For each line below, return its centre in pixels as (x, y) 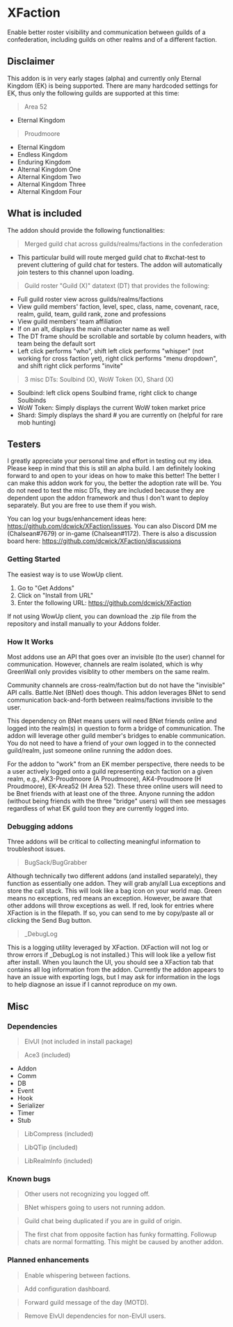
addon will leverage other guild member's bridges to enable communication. (116, 735)
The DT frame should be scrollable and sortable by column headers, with (122, 336)
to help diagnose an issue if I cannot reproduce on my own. (92, 985)
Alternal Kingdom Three (51, 184)
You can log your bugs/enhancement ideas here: (77, 519)
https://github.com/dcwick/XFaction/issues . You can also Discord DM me (112, 526)
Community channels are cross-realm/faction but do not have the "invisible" (116, 685)
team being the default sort (56, 344)
